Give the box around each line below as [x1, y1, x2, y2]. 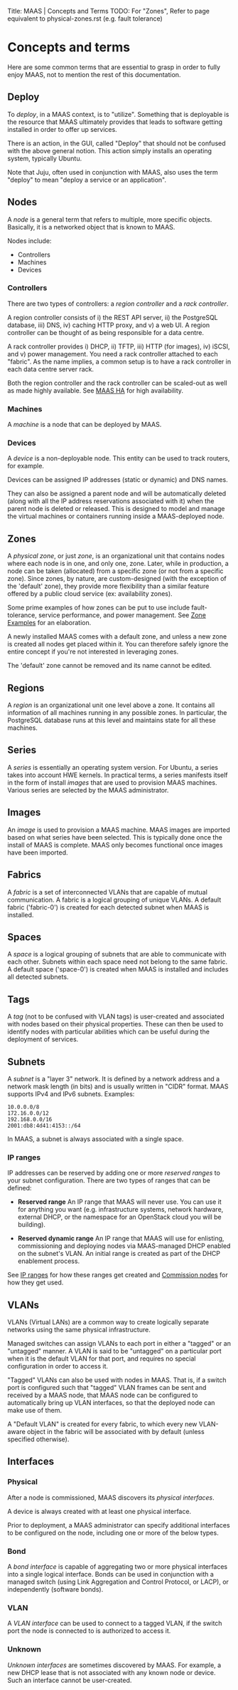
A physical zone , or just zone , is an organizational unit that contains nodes [7, 552, 225, 560]
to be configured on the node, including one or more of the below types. [7, 1528, 219, 1537]
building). [17, 1220, 46, 1229]
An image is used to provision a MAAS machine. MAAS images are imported [7, 825, 230, 834]
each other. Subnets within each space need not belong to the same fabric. [7, 957, 228, 966]
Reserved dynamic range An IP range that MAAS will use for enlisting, [17, 1234, 225, 1243]
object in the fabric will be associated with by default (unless [27, 1428, 205, 1436]
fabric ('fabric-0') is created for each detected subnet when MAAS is [7, 902, 210, 912]
